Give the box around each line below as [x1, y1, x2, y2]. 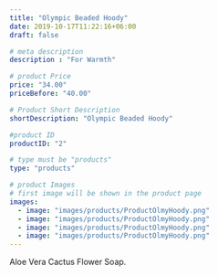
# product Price [9, 72, 71, 81]
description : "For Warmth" [9, 56, 117, 65]
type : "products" [9, 164, 76, 174]
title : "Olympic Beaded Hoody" [9, 13, 129, 23]
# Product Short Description [9, 105, 120, 114]
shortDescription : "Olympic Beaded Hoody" [9, 113, 173, 123]
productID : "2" [9, 139, 67, 148]
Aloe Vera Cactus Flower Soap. [9, 257, 127, 268]
